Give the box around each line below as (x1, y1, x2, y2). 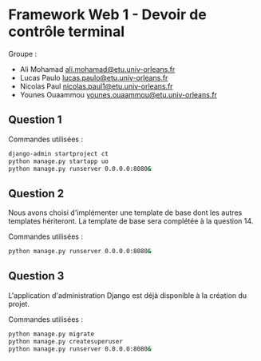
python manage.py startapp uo (8, 157, 109, 165)
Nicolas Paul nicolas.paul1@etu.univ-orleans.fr (19, 81, 173, 91)
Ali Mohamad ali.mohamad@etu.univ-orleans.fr (19, 64, 176, 73)
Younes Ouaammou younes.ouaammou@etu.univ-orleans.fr (19, 89, 218, 99)
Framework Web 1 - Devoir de (8, 6, 208, 24)
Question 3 (8, 269, 65, 283)
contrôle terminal (8, 22, 125, 41)
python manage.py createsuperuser (8, 337, 124, 345)
